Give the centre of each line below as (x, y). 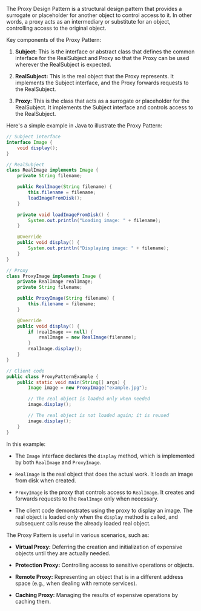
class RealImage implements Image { (52, 170)
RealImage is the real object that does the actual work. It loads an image (104, 474)
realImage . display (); (55, 349)
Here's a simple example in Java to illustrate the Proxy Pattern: (84, 126)
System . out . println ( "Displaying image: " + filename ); (99, 248)
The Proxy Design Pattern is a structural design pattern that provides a (94, 9)
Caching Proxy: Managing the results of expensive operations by (97, 595)
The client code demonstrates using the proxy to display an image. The (104, 510)
